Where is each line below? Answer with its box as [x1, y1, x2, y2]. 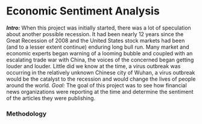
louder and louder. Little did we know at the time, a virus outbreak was [6, 62, 181, 70]
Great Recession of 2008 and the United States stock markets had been [6, 37, 185, 44]
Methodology [6, 110, 47, 118]
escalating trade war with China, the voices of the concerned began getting [6, 56, 194, 63]
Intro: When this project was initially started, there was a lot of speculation [6, 24, 191, 31]
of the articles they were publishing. [6, 95, 95, 102]
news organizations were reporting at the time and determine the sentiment [6, 88, 194, 95]
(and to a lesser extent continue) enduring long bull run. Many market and [6, 43, 189, 51]
